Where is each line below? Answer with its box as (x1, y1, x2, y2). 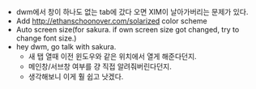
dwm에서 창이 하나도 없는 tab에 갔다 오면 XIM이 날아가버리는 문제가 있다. (15, 7, 249, 16)
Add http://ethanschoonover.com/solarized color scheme (15, 16, 208, 26)
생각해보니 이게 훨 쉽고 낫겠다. (28, 72, 124, 81)
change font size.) (15, 33, 77, 43)
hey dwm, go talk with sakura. (15, 42, 117, 51)
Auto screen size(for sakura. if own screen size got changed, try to (15, 25, 240, 34)
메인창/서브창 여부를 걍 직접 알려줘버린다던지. (28, 61, 173, 71)
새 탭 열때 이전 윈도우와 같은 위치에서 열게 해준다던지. (28, 52, 197, 61)
